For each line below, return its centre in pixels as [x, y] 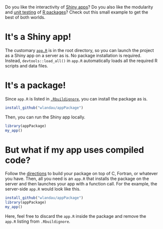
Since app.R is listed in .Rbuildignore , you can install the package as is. [76, 98]
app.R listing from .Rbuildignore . [38, 221]
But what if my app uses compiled [74, 150]
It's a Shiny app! [38, 37]
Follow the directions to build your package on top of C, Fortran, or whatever [81, 174]
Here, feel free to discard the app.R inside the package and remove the [76, 216]
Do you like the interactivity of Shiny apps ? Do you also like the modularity [79, 7]
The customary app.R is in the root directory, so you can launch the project [80, 50]
